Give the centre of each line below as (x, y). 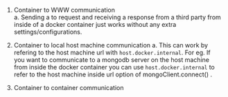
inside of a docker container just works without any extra (95, 24)
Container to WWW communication (64, 10)
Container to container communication (69, 88)
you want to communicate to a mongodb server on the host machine (112, 60)
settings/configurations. (48, 32)
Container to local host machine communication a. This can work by (111, 45)
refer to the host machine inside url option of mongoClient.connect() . (113, 74)
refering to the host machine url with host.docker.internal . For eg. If (112, 52)
